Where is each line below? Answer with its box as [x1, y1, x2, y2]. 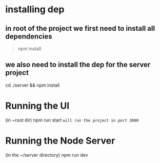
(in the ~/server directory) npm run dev [5, 152, 88, 158]
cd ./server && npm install [5, 82, 60, 88]
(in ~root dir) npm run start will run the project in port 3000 [5, 117, 139, 123]
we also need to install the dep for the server [5, 60, 151, 69]
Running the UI [5, 100, 70, 111]
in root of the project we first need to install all [5, 24, 155, 33]
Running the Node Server [5, 135, 115, 147]
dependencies [5, 32, 52, 40]
